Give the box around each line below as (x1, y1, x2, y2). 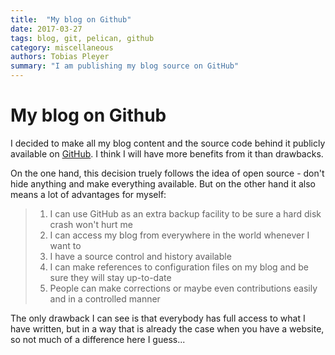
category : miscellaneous (10, 42, 114, 53)
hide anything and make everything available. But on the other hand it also (10, 177, 316, 190)
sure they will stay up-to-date (49, 271, 172, 283)
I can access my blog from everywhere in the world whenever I (49, 229, 310, 241)
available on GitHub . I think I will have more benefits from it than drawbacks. (10, 147, 324, 160)
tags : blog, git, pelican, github (10, 33, 155, 43)
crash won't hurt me (49, 218, 133, 230)
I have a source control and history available (49, 250, 232, 262)
